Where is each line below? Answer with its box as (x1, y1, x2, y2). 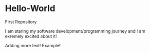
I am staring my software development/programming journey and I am (5, 28, 146, 34)
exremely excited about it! (5, 33, 57, 39)
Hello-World (5, 3, 56, 14)
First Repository (5, 19, 37, 25)
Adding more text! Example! (5, 42, 61, 48)
